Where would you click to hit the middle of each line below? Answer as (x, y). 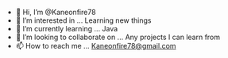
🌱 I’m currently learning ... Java (67, 29)
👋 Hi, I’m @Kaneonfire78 (56, 12)
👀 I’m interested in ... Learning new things (83, 20)
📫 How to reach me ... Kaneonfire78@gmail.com (96, 46)
